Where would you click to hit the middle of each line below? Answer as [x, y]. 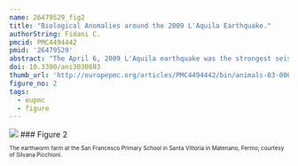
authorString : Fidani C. [55, 34]
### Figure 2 [44, 135]
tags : [19, 91]
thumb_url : [29, 75]
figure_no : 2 [33, 83]
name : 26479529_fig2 [47, 17]
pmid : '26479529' [41, 51]
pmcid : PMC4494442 [43, 42]
